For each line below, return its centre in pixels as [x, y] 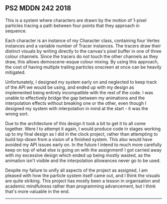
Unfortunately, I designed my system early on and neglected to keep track [81, 82]
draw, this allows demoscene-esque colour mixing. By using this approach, [82, 61]
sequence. [16, 31]
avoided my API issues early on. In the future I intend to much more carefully [83, 145]
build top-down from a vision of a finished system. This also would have [79, 139]
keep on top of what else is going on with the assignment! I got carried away [83, 150]
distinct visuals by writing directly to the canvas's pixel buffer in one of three [83, 51]
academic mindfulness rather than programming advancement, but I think [81, 186]
